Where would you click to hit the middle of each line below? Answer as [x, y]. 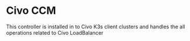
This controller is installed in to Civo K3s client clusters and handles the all [96, 27]
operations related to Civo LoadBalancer [55, 32]
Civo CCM [31, 11]
